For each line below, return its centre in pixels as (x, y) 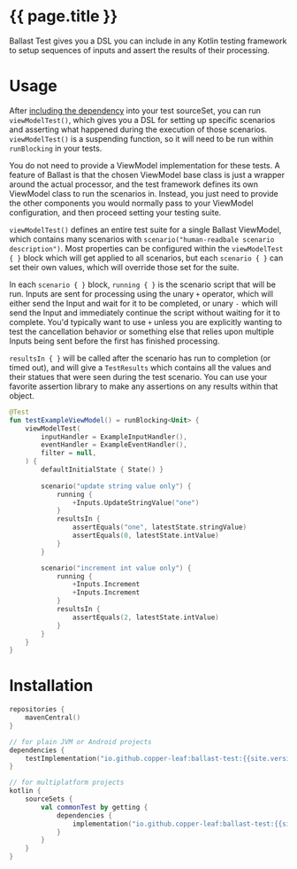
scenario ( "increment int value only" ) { (116, 568)
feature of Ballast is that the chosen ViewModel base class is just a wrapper (147, 175)
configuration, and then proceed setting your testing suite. (115, 212)
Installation (51, 686)
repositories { (37, 710)
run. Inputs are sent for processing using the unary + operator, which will (141, 293)
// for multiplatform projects (67, 783)
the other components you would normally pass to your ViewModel (131, 203)
